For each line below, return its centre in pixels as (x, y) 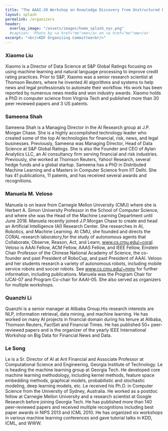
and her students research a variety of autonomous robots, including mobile (83, 263)
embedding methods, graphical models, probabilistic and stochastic (75, 381)
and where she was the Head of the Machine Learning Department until (79, 215)
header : (13, 24)
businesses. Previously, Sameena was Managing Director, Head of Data (79, 143)
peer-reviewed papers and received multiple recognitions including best (79, 407)
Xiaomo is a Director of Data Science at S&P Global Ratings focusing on (79, 66)
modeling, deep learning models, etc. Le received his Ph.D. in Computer (79, 386)
